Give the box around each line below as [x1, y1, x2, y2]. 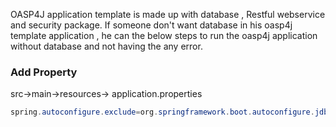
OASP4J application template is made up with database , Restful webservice [10, 9, 326, 20]
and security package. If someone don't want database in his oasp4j [10, 19, 293, 31]
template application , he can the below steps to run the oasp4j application [10, 30, 318, 41]
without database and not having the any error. [10, 40, 203, 52]
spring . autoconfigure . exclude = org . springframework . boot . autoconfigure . [10, 107, 315, 118]
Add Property [10, 65, 78, 79]
